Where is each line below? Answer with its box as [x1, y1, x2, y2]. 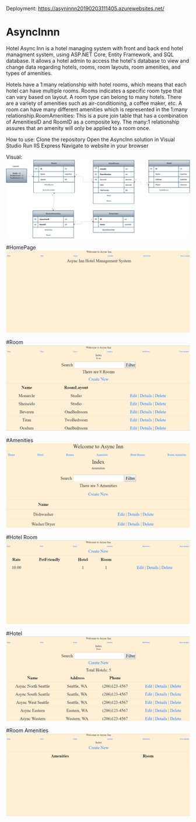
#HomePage [6, 244, 36, 251]
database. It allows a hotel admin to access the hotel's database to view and [6, 57, 190, 64]
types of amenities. [6, 70, 52, 77]
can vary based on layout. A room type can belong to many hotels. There [6, 93, 182, 100]
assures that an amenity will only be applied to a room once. [6, 124, 150, 131]
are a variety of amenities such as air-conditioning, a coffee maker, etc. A [6, 100, 183, 107]
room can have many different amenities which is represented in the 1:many [6, 105, 188, 113]
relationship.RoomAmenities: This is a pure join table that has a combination [6, 112, 188, 119]
